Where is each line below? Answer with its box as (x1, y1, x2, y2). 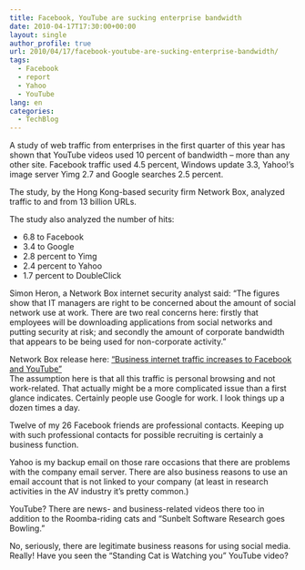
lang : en (9, 97, 43, 107)
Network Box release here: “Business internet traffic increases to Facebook (9, 354, 292, 365)
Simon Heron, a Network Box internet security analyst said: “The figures (9, 288, 280, 299)
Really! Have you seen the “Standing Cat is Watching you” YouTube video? (9, 550, 289, 561)
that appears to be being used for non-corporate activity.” (9, 336, 227, 347)
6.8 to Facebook (22, 231, 85, 242)
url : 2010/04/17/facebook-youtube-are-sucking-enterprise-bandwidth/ (9, 47, 280, 56)
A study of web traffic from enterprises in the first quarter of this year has (9, 140, 286, 151)
